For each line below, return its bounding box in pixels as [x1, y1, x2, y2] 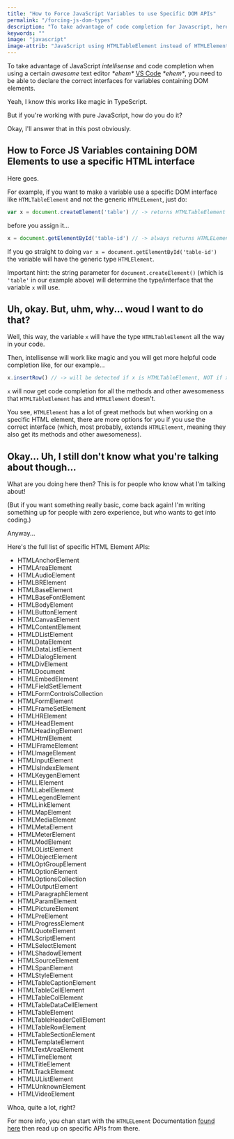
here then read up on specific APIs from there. [7, 1124, 141, 1133]
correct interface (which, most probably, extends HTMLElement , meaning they [7, 423, 226, 431]
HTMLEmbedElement [17, 674, 79, 684]
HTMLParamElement [17, 897, 77, 905]
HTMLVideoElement [17, 1089, 75, 1099]
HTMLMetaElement [17, 823, 73, 831]
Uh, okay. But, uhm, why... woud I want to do [7, 303, 204, 315]
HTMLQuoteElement [17, 927, 76, 935]
